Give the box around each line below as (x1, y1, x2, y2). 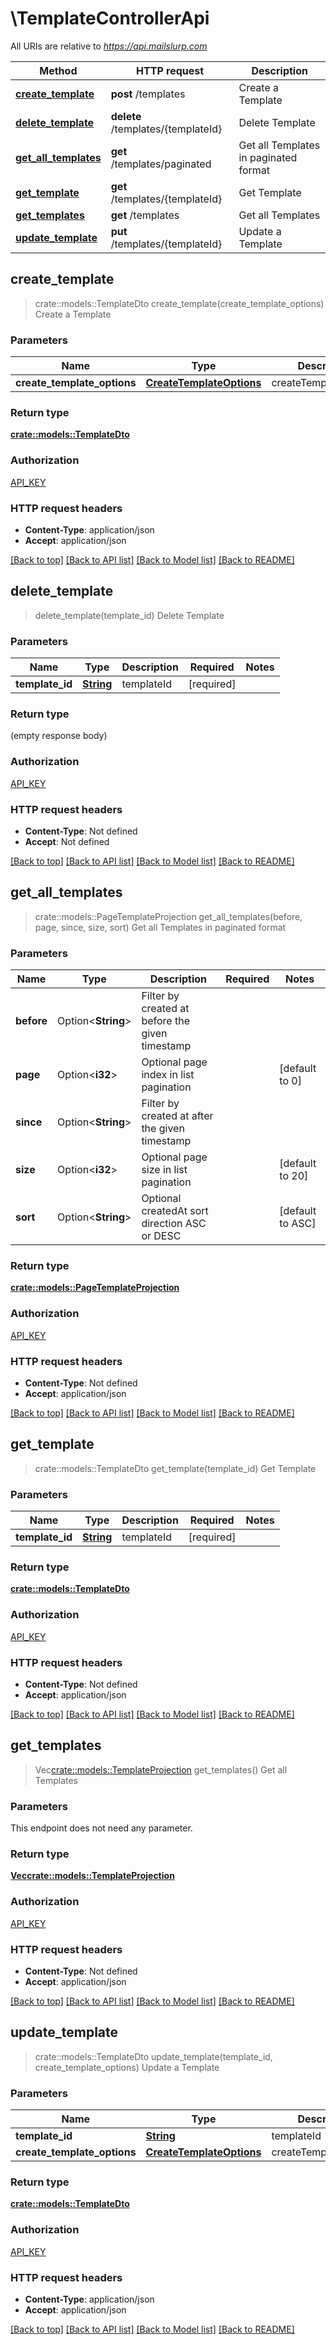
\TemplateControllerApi (10, 7, 210, 30)
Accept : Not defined (24, 835, 110, 847)
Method (39, 63, 78, 77)
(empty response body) (10, 730, 108, 742)
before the (141, 1014, 190, 1028)
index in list (141, 1068, 195, 1082)
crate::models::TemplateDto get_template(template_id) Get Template (34, 1462, 317, 1474)
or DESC (141, 1229, 182, 1243)
